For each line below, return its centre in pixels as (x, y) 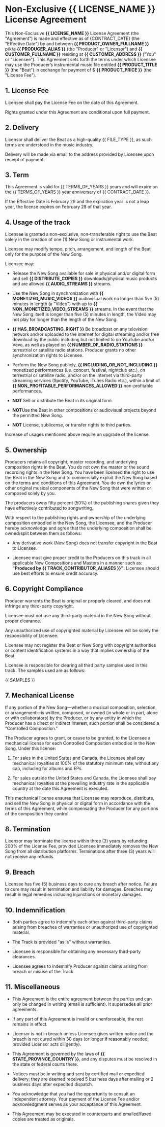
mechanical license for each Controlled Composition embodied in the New (80, 743)
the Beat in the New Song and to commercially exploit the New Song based (81, 477)
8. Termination (28, 829)
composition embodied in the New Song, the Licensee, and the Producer (79, 523)
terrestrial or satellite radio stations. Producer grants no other (74, 350)
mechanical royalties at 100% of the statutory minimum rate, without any (85, 763)
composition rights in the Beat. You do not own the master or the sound (77, 467)
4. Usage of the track (38, 222)
